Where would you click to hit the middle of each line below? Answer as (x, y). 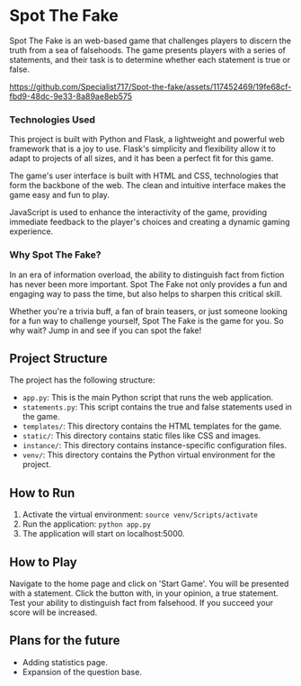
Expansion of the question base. (82, 672)
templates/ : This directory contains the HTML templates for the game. (152, 426)
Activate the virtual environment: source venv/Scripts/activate (140, 515)
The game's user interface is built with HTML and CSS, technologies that (144, 176)
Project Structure (58, 358)
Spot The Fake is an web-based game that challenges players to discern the (150, 41)
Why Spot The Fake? (55, 255)
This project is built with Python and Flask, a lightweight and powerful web (147, 140)
